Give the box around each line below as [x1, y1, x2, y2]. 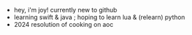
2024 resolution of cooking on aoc [13, 21, 114, 28]
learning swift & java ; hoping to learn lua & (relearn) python [13, 13, 185, 21]
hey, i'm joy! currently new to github [13, 6, 117, 14]
